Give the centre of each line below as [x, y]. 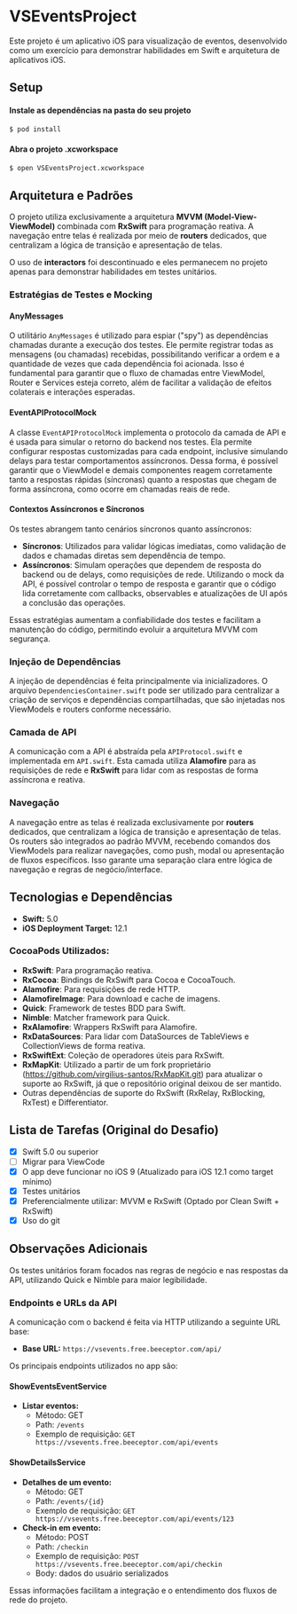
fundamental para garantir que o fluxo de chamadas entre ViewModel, [137, 374]
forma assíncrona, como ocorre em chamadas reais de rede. [120, 489]
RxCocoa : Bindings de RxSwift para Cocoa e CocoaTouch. [129, 980]
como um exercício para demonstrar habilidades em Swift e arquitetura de [145, 50]
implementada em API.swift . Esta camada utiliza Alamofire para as [133, 761]
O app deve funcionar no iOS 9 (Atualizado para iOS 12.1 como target [148, 1171]
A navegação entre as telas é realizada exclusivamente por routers [132, 822]
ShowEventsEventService [58, 1386]
